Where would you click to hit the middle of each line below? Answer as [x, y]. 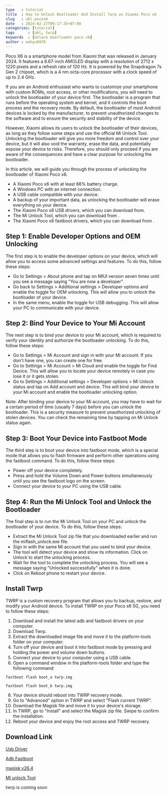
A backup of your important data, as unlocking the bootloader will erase [86, 200]
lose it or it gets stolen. [36, 376]
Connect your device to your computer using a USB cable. [72, 657]
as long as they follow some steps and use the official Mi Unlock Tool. [77, 133]
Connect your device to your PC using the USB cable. [67, 486]
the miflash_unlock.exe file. [41, 541]
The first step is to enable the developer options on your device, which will [82, 256]
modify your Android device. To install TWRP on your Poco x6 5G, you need [83, 606]
